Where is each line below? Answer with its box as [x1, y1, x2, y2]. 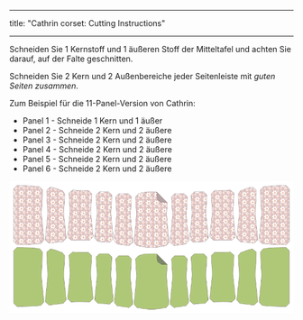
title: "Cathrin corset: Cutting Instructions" [9, 18, 166, 28]
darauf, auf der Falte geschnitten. [9, 53, 133, 64]
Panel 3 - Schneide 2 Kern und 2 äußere [22, 134, 172, 145]
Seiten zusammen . [9, 80, 79, 91]
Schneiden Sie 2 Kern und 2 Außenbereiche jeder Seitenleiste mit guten [9, 71, 276, 81]
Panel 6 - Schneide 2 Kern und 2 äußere [22, 163, 172, 174]
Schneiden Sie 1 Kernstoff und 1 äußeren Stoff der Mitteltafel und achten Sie [9, 44, 291, 54]
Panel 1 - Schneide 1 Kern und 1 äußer [22, 115, 163, 126]
